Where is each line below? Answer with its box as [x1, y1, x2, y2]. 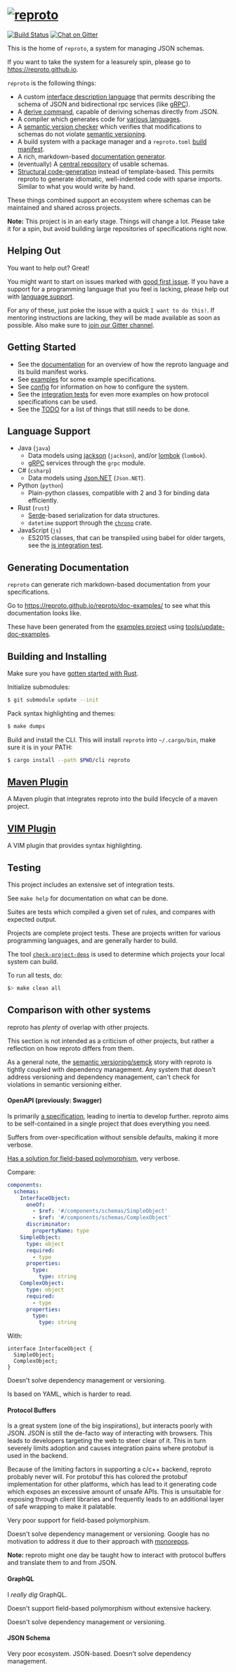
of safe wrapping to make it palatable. [7, 1502, 117, 1511]
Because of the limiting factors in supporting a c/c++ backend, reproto [7, 1465, 212, 1473]
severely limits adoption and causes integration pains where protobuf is [7, 1444, 214, 1452]
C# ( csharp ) [17, 466, 51, 475]
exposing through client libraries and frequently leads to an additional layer [7, 1495, 224, 1504]
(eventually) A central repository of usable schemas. [17, 159, 169, 168]
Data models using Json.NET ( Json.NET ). [27, 474, 145, 482]
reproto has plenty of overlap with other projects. [7, 1023, 150, 1031]
